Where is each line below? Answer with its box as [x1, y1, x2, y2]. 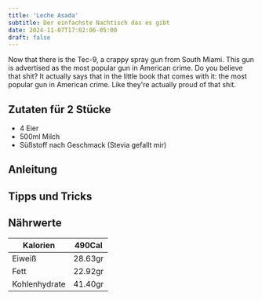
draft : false [8, 33, 51, 42]
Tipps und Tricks [8, 189, 93, 203]
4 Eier [19, 123, 39, 134]
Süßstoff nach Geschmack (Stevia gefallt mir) [19, 141, 167, 150]
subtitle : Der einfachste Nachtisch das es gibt [8, 19, 170, 27]
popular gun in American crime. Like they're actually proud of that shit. [8, 80, 237, 90]
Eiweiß [12, 253, 37, 264]
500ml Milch [19, 132, 60, 141]
